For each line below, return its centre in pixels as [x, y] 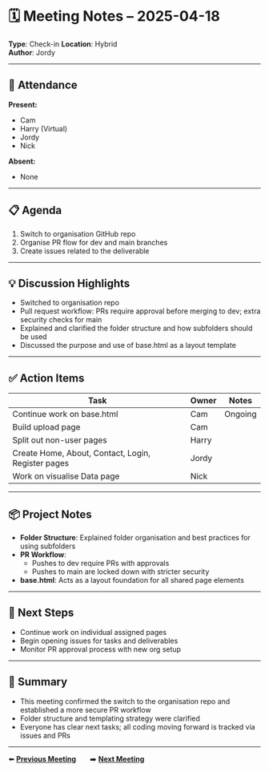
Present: [23, 104]
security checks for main [61, 320]
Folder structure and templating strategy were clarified [110, 718]
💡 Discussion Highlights [69, 283]
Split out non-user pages [60, 440]
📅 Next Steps [41, 613]
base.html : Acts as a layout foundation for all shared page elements [132, 580]
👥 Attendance [43, 85]
